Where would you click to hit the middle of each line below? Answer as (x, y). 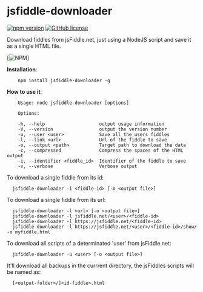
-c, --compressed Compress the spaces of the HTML (101, 150)
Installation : (22, 69)
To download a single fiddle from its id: (55, 177)
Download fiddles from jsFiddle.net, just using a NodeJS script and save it (99, 39)
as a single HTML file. (34, 46)
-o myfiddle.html (29, 232)
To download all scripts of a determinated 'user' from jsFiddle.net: (89, 243)
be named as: (24, 272)
